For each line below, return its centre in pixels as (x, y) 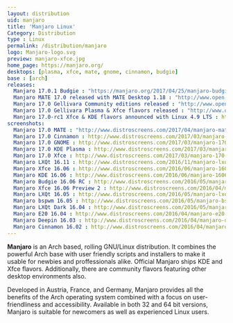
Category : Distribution (42, 33)
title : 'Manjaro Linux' (42, 26)
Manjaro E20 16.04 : (43, 214)
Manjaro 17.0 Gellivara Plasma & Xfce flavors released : (99, 110)
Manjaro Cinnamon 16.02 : (51, 226)
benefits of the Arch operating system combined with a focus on (99, 297)
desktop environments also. (47, 276)
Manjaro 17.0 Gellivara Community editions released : (94, 104)
